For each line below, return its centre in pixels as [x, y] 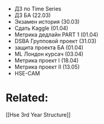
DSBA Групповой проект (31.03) [55, 41]
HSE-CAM [27, 73]
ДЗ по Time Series [38, 9]
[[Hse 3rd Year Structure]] [38, 114]
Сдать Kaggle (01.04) [41, 28]
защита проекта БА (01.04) [49, 47]
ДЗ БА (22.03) [32, 15]
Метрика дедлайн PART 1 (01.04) [56, 35]
